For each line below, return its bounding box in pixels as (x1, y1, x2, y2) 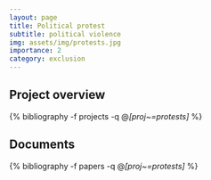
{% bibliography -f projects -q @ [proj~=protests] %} (9, 110, 203, 121)
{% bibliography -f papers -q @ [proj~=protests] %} (9, 160, 199, 171)
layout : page (9, 12, 58, 22)
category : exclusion (9, 54, 86, 63)
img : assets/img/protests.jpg (9, 37, 122, 47)
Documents (9, 137, 76, 152)
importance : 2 (9, 46, 62, 55)
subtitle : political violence (9, 29, 122, 38)
